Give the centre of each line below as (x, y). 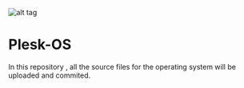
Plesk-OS (40, 45)
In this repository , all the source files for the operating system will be (122, 66)
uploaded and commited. (50, 75)
